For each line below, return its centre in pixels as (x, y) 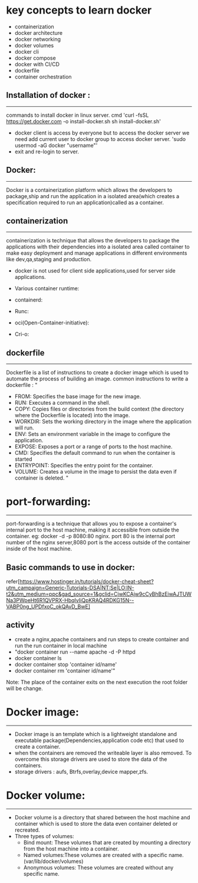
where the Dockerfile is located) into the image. (72, 415)
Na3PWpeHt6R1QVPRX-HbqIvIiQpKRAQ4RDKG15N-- (70, 600)
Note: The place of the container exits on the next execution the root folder (97, 682)
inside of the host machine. (39, 549)
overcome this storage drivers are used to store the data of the (91, 759)
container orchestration (43, 77)
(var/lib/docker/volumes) (53, 861)
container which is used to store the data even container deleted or (96, 823)
